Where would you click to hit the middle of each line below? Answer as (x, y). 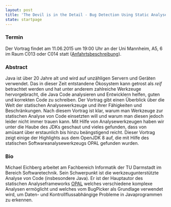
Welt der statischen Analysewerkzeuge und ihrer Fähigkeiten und (74, 105)
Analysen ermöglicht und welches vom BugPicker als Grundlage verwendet (84, 189)
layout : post (19, 10)
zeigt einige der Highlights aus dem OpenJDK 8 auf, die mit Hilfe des (77, 138)
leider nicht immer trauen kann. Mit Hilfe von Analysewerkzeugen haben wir (85, 121)
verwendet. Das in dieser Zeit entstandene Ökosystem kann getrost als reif (83, 83)
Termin (14, 37)
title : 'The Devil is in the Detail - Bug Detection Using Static (77, 15)
